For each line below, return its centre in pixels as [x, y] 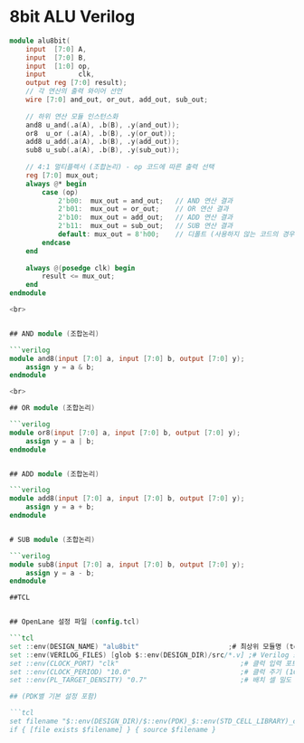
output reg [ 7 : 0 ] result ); [76, 83]
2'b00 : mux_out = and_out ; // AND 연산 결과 [145, 201]
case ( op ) [60, 192]
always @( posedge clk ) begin [81, 268]
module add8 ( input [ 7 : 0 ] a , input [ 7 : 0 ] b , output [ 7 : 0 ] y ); [127, 499]
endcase [56, 243]
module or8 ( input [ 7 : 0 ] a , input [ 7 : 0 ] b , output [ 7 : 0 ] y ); [125, 433]
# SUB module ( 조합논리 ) [52, 539]
